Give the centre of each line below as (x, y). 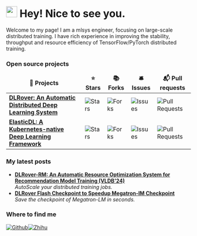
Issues (141, 88)
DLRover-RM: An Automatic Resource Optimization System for (92, 174)
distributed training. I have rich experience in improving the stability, (88, 36)
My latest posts (29, 161)
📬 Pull (173, 78)
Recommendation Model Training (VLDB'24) (69, 181)
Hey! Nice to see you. (73, 14)
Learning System (33, 113)
